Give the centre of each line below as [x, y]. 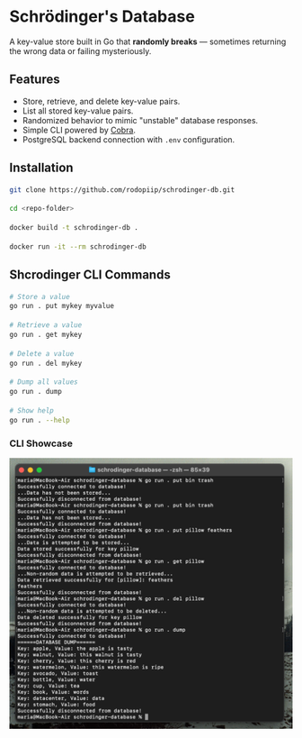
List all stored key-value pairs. [78, 111]
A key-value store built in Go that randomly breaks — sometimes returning [148, 41]
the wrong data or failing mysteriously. [80, 50]
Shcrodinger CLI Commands [90, 275]
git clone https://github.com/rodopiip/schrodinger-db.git [122, 190]
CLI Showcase [41, 443]
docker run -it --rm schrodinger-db [78, 246]
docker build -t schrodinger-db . [74, 228]
